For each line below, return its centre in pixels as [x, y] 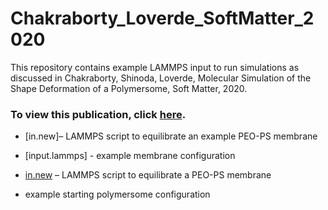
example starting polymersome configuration [117, 194]
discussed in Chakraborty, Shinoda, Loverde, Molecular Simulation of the [161, 78]
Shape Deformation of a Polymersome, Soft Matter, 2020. [129, 88]
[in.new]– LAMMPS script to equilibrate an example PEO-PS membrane [171, 136]
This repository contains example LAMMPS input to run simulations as [155, 67]
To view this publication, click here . [98, 114]
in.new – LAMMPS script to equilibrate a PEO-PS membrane [148, 175]
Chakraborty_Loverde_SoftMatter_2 [162, 18]
